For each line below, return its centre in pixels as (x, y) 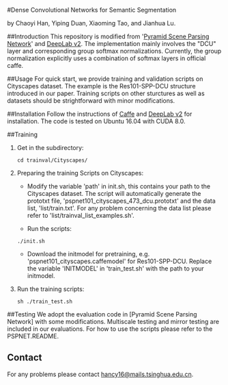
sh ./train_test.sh (45, 301)
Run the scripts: (49, 228)
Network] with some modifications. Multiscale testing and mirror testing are (113, 322)
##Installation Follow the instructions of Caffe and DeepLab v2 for (100, 114)
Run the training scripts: (51, 289)
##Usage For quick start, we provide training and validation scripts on (105, 79)
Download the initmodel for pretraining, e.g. (88, 254)
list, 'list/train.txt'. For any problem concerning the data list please (119, 208)
